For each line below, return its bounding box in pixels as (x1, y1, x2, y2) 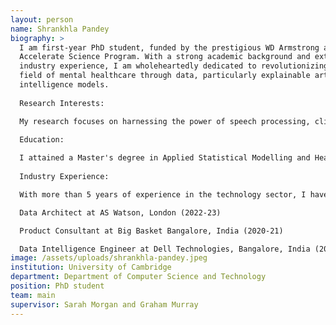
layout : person (10, 14, 74, 25)
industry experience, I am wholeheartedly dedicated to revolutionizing (19, 61, 329, 71)
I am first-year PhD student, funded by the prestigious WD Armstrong (19, 42, 320, 53)
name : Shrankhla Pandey (10, 24, 110, 34)
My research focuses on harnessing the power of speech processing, (19, 116, 311, 126)
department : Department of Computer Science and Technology (10, 272, 267, 282)
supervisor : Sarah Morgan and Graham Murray (10, 299, 199, 310)
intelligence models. (19, 80, 110, 90)
